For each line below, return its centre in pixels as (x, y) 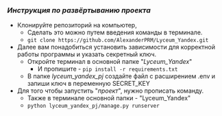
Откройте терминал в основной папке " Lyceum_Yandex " (110, 62)
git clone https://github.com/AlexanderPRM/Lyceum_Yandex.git (118, 40)
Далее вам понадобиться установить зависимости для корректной (116, 47)
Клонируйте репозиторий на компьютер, (77, 25)
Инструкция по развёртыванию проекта (79, 10)
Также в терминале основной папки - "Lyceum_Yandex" (109, 98)
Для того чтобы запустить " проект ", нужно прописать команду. (110, 91)
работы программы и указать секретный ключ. (87, 54)
